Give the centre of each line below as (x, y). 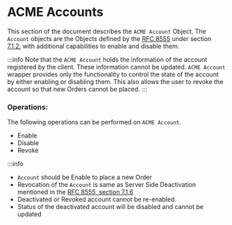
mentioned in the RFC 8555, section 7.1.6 (75, 192)
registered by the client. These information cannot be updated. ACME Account (116, 67)
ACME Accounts (56, 12)
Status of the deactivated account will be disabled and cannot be (110, 207)
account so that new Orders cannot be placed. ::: (77, 89)
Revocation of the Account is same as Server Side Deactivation (107, 185)
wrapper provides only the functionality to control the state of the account (113, 74)
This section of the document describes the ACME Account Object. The (107, 31)
